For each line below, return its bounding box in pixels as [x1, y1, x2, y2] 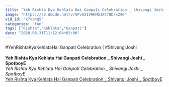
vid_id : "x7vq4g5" [5, 16, 44, 21]
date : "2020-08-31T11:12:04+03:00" [5, 30, 80, 35]
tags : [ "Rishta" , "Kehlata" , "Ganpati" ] [5, 26, 87, 31]
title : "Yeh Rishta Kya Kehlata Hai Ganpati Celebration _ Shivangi [5, 7, 152, 12]
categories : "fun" [5, 21, 44, 26]
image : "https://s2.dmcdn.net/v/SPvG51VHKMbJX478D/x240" [5, 12, 127, 17]
